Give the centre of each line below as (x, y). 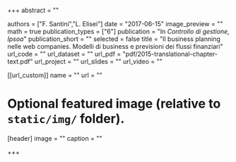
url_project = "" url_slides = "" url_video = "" (98, 62)
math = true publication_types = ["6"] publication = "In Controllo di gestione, (118, 31)
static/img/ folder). (66, 119)
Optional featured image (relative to (114, 104)
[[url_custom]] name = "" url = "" (55, 75)
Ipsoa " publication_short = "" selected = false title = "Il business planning (114, 39)
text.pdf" (20, 62)
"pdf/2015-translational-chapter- (170, 54)
